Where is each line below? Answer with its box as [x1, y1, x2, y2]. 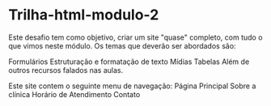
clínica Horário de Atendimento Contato [8, 89, 141, 99]
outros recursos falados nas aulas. [8, 65, 124, 74]
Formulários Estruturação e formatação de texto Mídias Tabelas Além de [8, 57, 250, 66]
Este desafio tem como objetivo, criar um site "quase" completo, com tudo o [8, 32, 263, 42]
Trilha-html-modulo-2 [8, 6, 159, 24]
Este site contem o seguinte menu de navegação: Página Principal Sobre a [8, 81, 256, 91]
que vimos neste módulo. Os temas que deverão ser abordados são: [8, 40, 236, 50]
